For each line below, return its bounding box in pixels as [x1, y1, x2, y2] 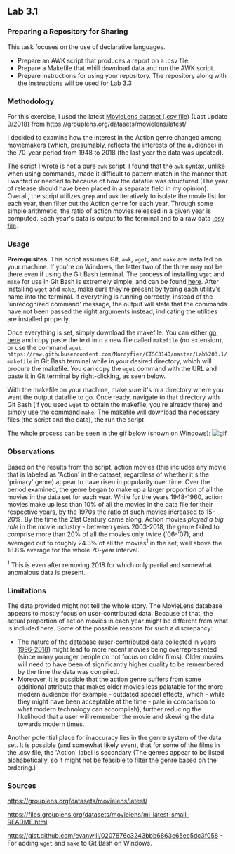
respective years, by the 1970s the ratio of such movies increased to [7, 507, 205, 516]
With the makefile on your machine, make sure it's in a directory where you [7, 386, 224, 394]
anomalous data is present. [7, 568, 86, 576]
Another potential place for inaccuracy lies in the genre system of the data [7, 734, 222, 742]
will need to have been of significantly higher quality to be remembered [17, 660, 224, 668]
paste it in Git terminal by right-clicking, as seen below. [7, 372, 166, 380]
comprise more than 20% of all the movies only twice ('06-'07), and [7, 530, 203, 538]
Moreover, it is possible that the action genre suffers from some [17, 675, 201, 684]
